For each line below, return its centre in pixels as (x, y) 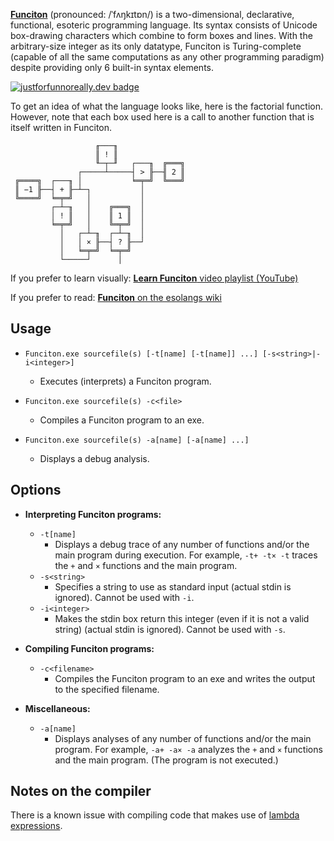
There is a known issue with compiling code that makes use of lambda (155, 815)
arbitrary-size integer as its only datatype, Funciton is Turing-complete (156, 46)
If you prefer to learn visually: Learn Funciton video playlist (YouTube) (154, 278)
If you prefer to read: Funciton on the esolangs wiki (116, 297)
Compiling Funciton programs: (89, 648)
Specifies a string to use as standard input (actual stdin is (173, 586)
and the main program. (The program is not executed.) (166, 760)
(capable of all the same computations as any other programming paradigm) (167, 57)
